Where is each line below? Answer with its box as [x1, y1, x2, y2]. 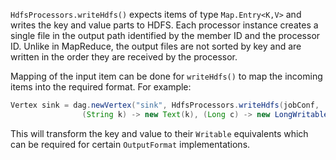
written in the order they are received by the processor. [10, 51, 238, 63]
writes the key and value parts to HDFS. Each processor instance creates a [10, 19, 319, 31]
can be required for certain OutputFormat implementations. [10, 138, 251, 150]
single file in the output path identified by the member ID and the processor [10, 30, 321, 41]
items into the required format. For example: [10, 81, 192, 93]
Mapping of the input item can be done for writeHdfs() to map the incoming [10, 70, 323, 82]
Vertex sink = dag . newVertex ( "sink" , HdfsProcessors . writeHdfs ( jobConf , [10, 100, 320, 110]
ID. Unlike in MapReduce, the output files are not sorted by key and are [10, 40, 302, 52]
